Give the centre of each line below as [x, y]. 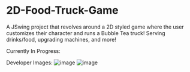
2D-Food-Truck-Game [62, 10]
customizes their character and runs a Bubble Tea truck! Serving [86, 33]
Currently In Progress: [34, 51]
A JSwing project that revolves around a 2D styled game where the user [95, 27]
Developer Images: [29, 62]
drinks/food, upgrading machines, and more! [61, 39]
